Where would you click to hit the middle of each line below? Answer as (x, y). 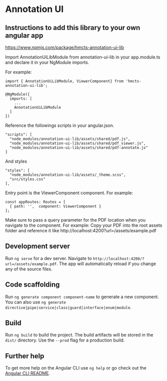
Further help (25, 356)
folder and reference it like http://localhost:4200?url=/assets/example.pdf (81, 230)
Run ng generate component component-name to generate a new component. (82, 297)
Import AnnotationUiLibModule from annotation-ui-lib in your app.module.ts (83, 57)
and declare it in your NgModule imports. (47, 62)
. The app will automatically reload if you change (106, 264)
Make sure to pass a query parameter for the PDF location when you (76, 220)
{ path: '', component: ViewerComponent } (55, 206)
